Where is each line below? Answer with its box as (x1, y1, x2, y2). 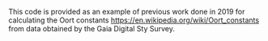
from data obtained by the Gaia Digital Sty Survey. (8, 24, 176, 33)
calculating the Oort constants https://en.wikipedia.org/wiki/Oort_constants (8, 15, 260, 25)
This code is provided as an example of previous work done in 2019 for (8, 7, 245, 16)
